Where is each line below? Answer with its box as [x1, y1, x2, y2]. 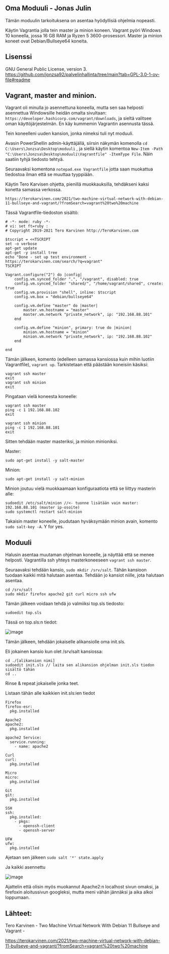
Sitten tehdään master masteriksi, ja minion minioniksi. [5, 438, 118, 444]
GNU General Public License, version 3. [5, 66, 87, 72]
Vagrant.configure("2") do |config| [5, 272, 82, 277]
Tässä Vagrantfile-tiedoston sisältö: [5, 209, 79, 216]
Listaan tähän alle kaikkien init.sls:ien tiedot [5, 690, 95, 696]
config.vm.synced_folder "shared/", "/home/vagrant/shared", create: [14, 281, 164, 287]
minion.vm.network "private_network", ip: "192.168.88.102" [23, 334, 152, 340]
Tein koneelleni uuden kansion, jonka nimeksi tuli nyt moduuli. [5, 131, 134, 137]
